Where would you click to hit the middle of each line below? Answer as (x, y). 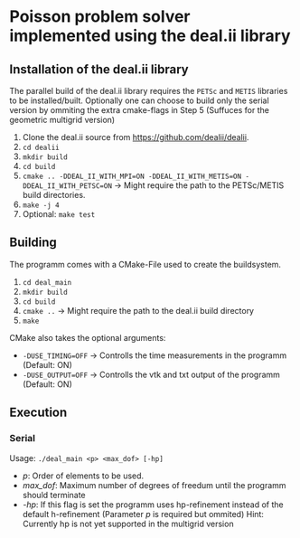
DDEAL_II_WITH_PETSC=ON (67, 186)
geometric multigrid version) (62, 120)
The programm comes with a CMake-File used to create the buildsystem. (145, 264)
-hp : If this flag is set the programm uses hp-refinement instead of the (153, 505)
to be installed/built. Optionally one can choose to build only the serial (139, 100)
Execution (38, 413)
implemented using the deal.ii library (150, 36)
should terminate (54, 495)
